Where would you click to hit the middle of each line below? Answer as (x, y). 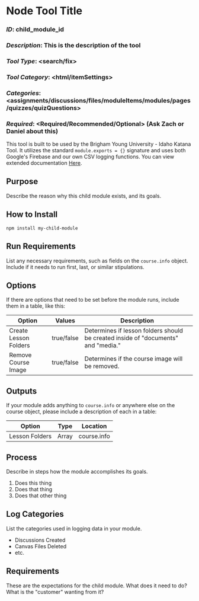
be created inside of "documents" (131, 338)
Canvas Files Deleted (41, 546)
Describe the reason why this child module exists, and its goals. (84, 196)
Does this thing (33, 483)
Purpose (22, 182)
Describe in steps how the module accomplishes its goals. (77, 471)
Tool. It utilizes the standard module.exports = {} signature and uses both (96, 151)
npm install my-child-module (42, 228)
